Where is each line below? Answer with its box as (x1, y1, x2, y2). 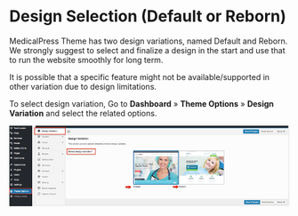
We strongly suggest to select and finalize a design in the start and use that (9, 44, 286, 55)
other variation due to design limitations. (9, 81, 157, 92)
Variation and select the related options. (9, 108, 157, 118)
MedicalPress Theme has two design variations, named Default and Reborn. (9, 36, 288, 46)
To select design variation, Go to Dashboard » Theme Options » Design (9, 98, 274, 108)
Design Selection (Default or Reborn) (9, 6, 286, 27)
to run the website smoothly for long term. (9, 54, 164, 65)
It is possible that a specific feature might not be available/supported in (9, 71, 270, 82)
